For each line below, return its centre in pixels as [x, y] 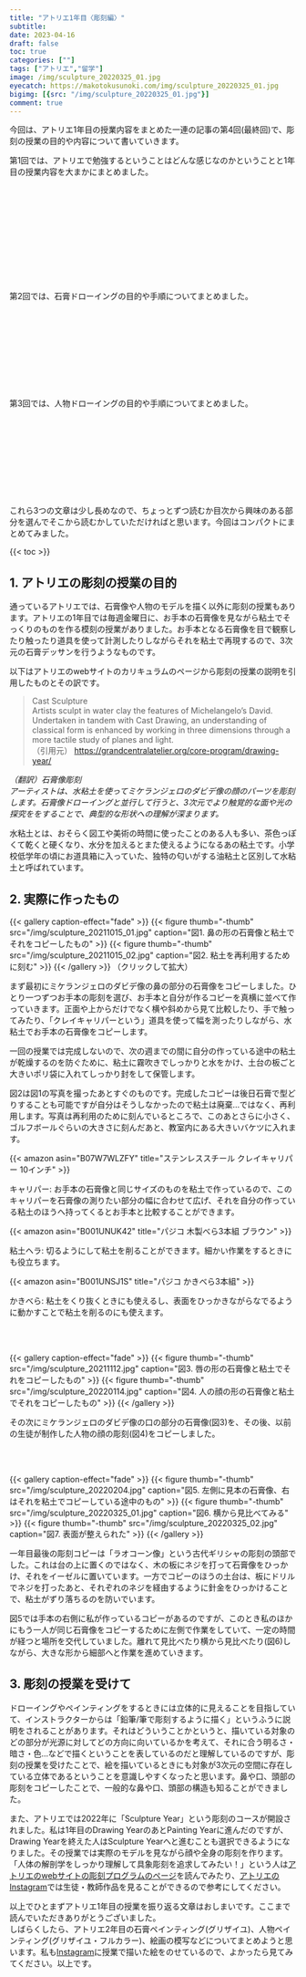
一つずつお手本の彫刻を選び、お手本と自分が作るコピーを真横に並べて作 [161, 997]
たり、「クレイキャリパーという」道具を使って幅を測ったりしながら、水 [158, 1020]
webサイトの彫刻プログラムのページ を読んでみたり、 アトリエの [160, 1875]
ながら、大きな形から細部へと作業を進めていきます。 [108, 1653]
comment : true [36, 103]
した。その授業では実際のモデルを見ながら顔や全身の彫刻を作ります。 [157, 1852]
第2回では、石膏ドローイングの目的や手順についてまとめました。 [131, 297]
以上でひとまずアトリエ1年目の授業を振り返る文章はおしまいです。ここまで [150, 1906]
